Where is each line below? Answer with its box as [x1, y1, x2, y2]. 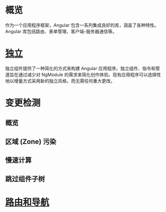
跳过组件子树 [5, 174, 45, 183]
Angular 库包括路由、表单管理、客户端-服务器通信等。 [5, 28, 117, 34]
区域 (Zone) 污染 [5, 137, 57, 146]
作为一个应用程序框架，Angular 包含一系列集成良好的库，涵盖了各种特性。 [5, 22, 159, 28]
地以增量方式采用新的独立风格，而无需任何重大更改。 [5, 78, 115, 84]
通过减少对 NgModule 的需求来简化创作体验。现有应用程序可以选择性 [18, 71, 161, 78]
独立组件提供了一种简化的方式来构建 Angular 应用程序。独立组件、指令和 [5, 65, 156, 71]
